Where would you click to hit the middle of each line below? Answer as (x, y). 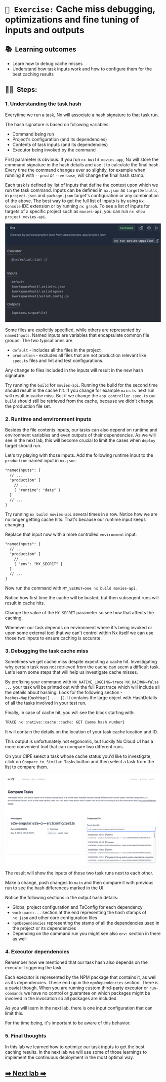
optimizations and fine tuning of (72, 20)
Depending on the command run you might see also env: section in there (86, 933)
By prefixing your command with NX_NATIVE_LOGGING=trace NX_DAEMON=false (82, 682)
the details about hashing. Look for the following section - (64, 692)
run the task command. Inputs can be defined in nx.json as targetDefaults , (82, 190)
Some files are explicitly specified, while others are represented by (73, 330)
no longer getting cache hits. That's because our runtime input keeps (76, 519)
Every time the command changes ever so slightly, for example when (75, 170)
